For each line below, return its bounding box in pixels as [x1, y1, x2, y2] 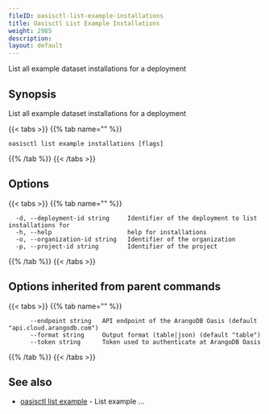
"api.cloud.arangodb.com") [8, 324, 99, 332]
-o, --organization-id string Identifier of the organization [15, 235, 236, 243]
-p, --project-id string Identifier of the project [15, 242, 218, 250]
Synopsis [8, 87, 56, 101]
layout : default [8, 42, 63, 50]
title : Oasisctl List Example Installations [8, 19, 160, 27]
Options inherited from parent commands [8, 279, 221, 294]
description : [8, 34, 52, 43]
